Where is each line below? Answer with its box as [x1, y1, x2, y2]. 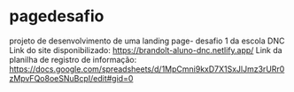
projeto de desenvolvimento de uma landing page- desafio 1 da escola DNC [9, 35, 285, 46]
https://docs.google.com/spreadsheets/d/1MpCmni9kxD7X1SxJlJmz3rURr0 [9, 64, 285, 74]
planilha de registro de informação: [9, 54, 137, 65]
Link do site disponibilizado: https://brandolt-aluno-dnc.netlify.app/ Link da [9, 44, 282, 55]
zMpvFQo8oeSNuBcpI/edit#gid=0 [9, 73, 134, 83]
